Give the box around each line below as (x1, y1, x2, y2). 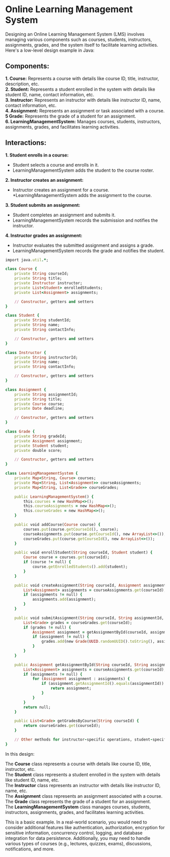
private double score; (14, 448, 62, 453)
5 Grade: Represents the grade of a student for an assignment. (5, 113, 137, 119)
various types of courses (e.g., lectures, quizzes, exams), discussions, (5, 840, 152, 846)
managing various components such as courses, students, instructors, (5, 36, 152, 43)
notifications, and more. (5, 846, 55, 852)
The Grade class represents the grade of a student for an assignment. (5, 798, 151, 804)
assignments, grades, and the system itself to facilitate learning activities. (5, 42, 158, 48)
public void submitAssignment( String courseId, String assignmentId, (14, 615, 164, 620)
